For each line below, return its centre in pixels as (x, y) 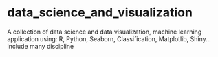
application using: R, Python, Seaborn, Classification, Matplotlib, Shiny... (109, 38)
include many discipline (41, 46)
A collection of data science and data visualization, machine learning (105, 32)
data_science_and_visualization (100, 13)
